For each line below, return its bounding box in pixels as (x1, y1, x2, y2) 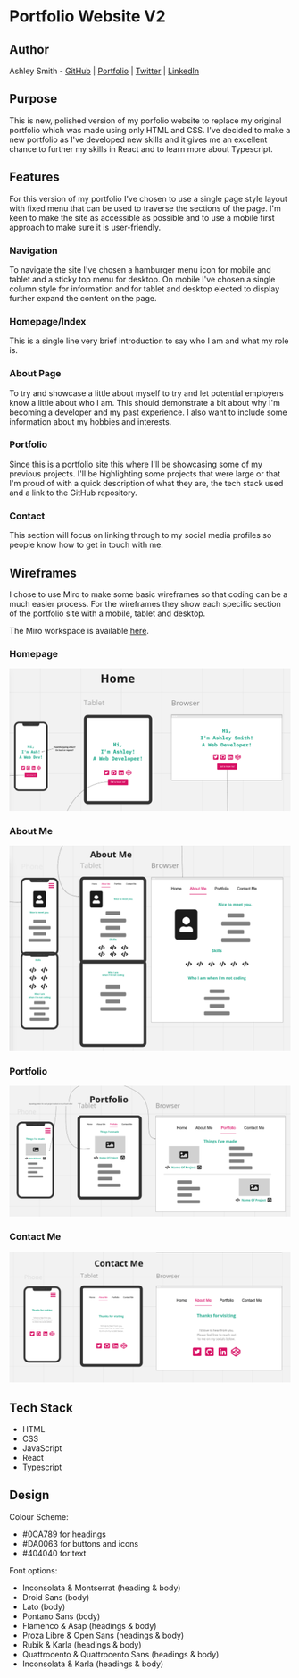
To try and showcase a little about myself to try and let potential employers (9, 387, 284, 399)
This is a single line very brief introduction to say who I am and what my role (9, 335, 289, 346)
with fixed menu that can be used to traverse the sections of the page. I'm (9, 203, 281, 214)
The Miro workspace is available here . (9, 625, 150, 636)
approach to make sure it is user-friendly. (9, 222, 162, 232)
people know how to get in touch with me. (9, 539, 163, 551)
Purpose (9, 91, 58, 106)
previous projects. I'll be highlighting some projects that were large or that (9, 468, 281, 479)
